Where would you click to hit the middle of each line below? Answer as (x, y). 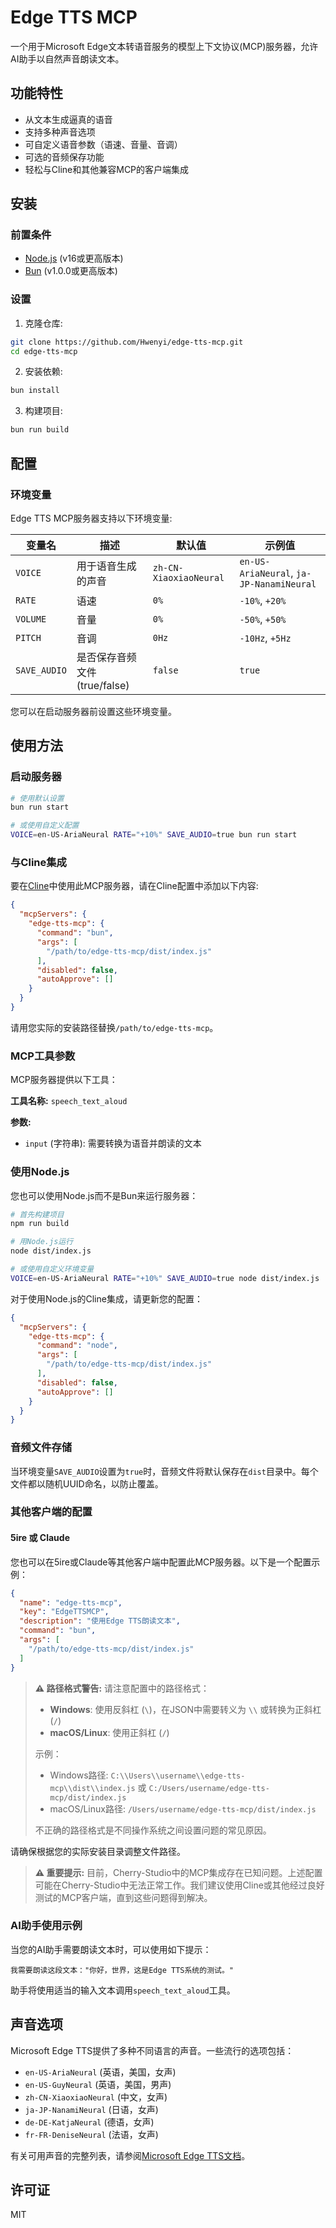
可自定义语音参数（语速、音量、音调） (103, 144)
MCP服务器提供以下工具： (64, 1080)
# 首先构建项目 (37, 1214)
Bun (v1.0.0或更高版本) (71, 271)
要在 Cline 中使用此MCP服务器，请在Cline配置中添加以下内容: (134, 886)
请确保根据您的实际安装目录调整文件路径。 (98, 1851)
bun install (35, 391)
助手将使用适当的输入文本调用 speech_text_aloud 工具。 (123, 1990)
